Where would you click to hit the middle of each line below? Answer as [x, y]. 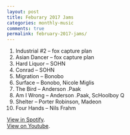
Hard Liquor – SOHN [40, 64]
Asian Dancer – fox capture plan [55, 57]
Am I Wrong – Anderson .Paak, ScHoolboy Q [70, 96]
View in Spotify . [26, 119]
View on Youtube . [28, 126]
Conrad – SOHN [35, 70]
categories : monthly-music [40, 23]
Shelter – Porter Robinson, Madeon [58, 102]
